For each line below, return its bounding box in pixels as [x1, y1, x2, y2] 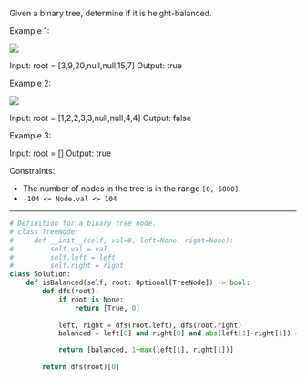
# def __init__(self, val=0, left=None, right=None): [9, 236, 234, 245]
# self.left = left [9, 252, 117, 262]
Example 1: [9, 26, 50, 36]
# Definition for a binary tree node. [9, 219, 157, 228]
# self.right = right [9, 261, 125, 271]
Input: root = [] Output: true [9, 148, 112, 159]
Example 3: [9, 130, 52, 140]
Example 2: [9, 77, 52, 88]
